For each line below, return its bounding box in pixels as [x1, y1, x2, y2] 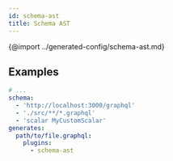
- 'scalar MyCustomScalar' [15, 117, 107, 125]
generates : [8, 124, 45, 132]
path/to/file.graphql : [15, 131, 92, 140]
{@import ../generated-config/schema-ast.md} [8, 41, 166, 51]
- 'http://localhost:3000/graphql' [15, 102, 136, 110]
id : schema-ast [8, 11, 60, 20]
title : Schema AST [8, 19, 70, 28]
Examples [8, 65, 59, 78]
